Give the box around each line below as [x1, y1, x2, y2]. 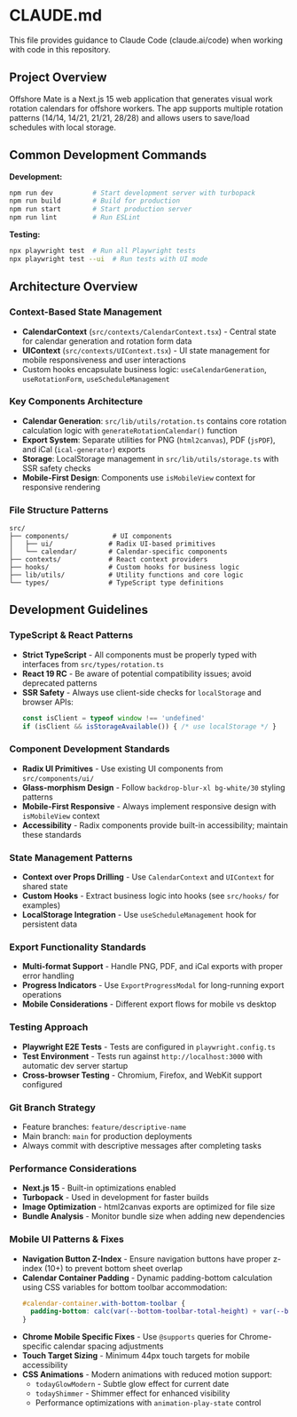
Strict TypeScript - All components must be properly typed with [21, 649, 257, 660]
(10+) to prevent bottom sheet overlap [43, 1262, 184, 1273]
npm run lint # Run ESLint [9, 213, 141, 222]
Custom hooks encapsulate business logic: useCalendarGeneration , [21, 363, 268, 374]
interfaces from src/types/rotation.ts [21, 658, 165, 669]
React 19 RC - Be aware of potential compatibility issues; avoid [21, 668, 252, 679]
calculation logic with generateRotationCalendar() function [21, 425, 238, 435]
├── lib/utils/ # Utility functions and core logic [9, 570, 244, 580]
